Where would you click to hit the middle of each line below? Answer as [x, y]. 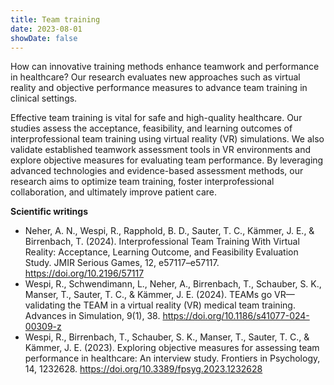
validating [45, 305]
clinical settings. [44, 98]
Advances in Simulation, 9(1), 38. [92, 316]
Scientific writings [49, 212]
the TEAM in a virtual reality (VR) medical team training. [181, 305]
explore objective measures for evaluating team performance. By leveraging [167, 160]
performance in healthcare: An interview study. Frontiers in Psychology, [172, 358]
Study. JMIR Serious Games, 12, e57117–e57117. [122, 263]
